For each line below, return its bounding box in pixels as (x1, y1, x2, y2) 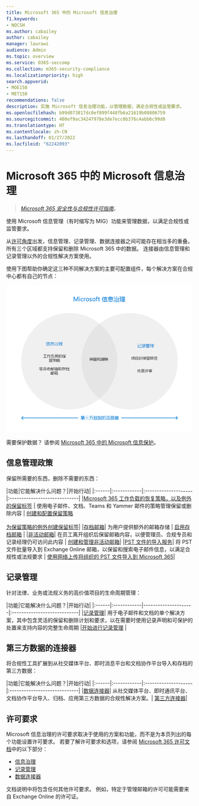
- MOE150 (6, 85, 28, 91)
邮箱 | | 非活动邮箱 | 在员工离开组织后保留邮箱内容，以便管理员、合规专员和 (11, 530, 192, 538)
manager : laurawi (6, 41, 49, 47)
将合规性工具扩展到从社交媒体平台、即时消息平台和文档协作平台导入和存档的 (6, 660, 193, 667)
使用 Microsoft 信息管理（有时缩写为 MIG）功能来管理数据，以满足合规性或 (6, 217, 190, 225)
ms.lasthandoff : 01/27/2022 (6, 135, 76, 141)
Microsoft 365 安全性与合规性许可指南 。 (20, 205, 119, 212)
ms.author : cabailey (6, 29, 57, 34)
